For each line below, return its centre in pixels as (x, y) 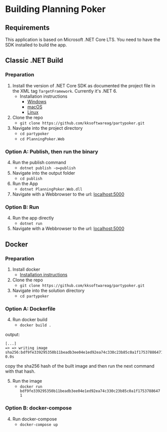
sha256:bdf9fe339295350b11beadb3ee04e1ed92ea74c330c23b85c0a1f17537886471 (84, 353)
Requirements (27, 28)
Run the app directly (33, 218)
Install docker (26, 269)
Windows (37, 101)
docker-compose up (39, 425)
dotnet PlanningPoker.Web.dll (51, 189)
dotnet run (31, 224)
